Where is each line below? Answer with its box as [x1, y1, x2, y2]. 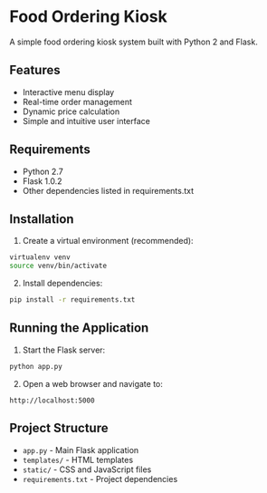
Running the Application [9, 320, 149, 336]
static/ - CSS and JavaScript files [22, 464, 152, 475]
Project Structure [9, 420, 109, 436]
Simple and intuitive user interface [22, 115, 151, 126]
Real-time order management [22, 96, 133, 107]
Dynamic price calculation [22, 106, 120, 117]
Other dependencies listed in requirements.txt [22, 185, 195, 196]
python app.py [9, 362, 63, 371]
